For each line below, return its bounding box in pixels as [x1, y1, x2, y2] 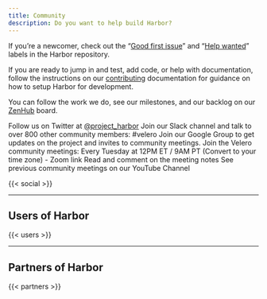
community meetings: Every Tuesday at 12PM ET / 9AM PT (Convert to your [8, 146, 257, 156]
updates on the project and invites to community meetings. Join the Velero [8, 138, 253, 147]
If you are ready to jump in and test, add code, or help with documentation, [8, 64, 253, 74]
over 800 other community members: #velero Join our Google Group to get [8, 129, 255, 139]
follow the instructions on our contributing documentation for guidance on [8, 73, 250, 83]
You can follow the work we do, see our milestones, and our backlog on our [8, 97, 256, 107]
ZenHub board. [8, 105, 58, 115]
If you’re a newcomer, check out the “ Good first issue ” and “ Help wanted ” [8, 41, 250, 50]
